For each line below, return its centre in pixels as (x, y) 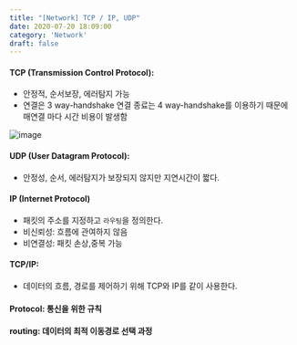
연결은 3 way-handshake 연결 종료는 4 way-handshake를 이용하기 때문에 (155, 105)
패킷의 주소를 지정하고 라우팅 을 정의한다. (93, 220)
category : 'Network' (49, 35)
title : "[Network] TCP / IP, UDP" (75, 18)
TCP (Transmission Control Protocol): (82, 72)
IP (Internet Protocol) (50, 199)
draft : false (34, 43)
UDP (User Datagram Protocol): (70, 156)
